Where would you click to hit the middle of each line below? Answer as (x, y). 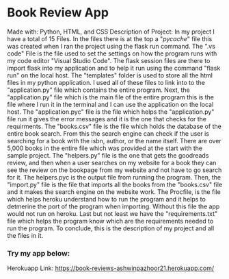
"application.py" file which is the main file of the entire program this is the (110, 97)
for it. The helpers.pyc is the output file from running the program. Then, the (114, 177)
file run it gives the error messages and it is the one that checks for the (107, 119)
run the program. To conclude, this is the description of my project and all (111, 228)
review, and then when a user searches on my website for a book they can (112, 162)
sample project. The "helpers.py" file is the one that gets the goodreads (108, 155)
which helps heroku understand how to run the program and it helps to (107, 199)
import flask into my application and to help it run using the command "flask (114, 68)
